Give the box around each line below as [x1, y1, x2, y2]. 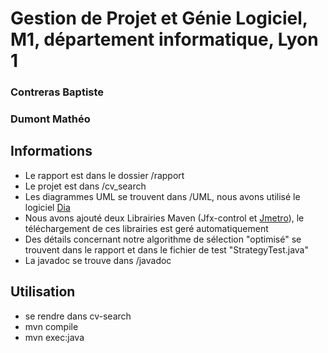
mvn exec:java [24, 331, 85, 343]
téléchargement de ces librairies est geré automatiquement [24, 222, 269, 234]
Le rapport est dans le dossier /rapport [24, 169, 185, 181]
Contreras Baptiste [10, 85, 105, 99]
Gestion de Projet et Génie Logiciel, [10, 7, 308, 30]
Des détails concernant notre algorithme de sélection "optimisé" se [24, 233, 302, 245]
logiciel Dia [24, 201, 71, 213]
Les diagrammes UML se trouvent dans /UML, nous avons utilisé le [24, 190, 301, 202]
